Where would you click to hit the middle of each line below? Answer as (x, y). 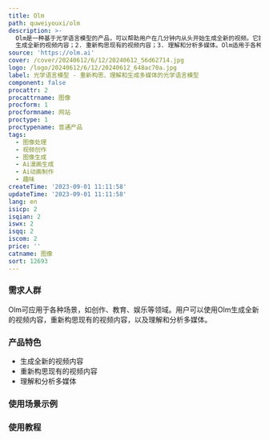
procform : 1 (28, 105)
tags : (17, 134)
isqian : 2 (25, 217)
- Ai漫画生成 (35, 165)
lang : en (23, 202)
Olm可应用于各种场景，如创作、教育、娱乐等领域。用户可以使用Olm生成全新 (134, 310)
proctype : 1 (28, 120)
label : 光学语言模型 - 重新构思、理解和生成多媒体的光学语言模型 (104, 75)
